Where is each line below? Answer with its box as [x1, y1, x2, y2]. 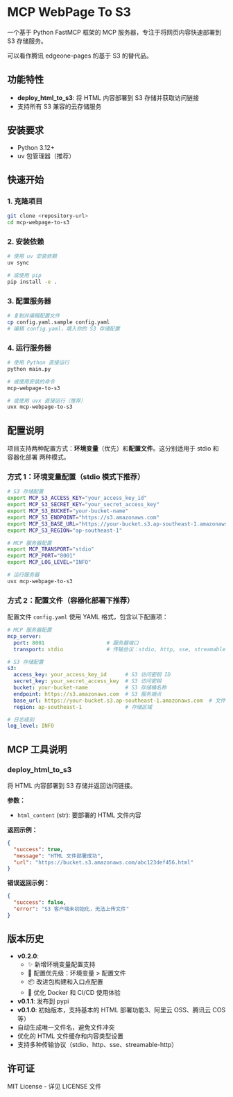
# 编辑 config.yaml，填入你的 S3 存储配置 [7, 325, 120, 332]
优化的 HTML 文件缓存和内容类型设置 [17, 1032, 123, 1040]
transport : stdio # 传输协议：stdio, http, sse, [13, 646, 192, 653]
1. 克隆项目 [7, 196, 43, 206]
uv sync [7, 260, 30, 267]
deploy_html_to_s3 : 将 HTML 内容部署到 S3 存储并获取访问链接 [17, 93, 200, 101]
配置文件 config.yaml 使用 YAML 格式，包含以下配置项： [7, 612, 169, 621]
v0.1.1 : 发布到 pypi [17, 997, 69, 1005]
